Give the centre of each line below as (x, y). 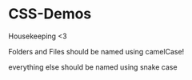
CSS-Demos (50, 14)
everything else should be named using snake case (93, 67)
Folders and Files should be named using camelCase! (96, 51)
